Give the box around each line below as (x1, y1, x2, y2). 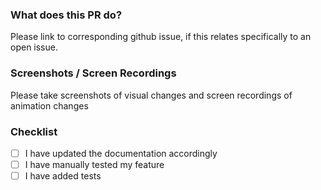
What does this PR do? (10, 8, 123, 22)
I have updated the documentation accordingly (24, 147, 218, 159)
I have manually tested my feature (24, 158, 165, 170)
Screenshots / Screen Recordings (10, 66, 177, 80)
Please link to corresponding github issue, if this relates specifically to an (10, 31, 312, 43)
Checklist (10, 124, 58, 138)
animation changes (10, 99, 89, 112)
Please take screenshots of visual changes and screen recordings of (10, 89, 293, 101)
